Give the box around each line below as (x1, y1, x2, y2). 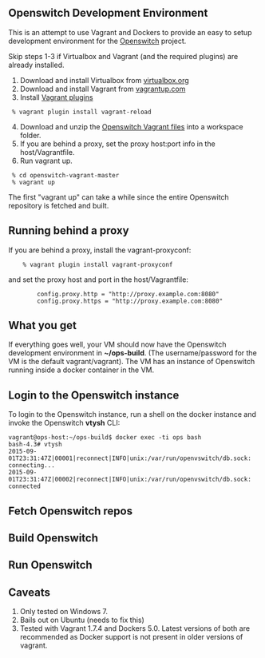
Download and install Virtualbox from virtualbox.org (19, 75, 189, 85)
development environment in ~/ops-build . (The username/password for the (8, 348, 257, 358)
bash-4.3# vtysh (8, 441, 62, 449)
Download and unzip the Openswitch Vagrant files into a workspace (19, 121, 243, 131)
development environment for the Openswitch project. (8, 36, 187, 46)
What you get (8, 319, 77, 332)
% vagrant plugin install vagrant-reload (11, 108, 152, 116)
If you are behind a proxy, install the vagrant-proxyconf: (8, 245, 192, 255)
